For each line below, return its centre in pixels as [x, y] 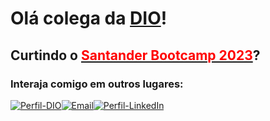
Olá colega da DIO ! [89, 18]
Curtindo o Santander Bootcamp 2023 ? [135, 55]
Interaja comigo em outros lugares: [97, 84]
